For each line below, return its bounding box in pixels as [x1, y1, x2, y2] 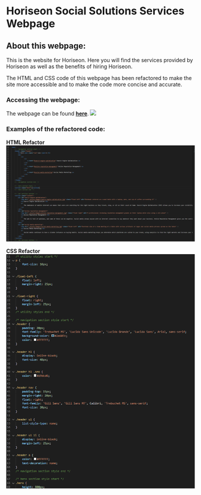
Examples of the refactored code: [6, 125, 106, 133]
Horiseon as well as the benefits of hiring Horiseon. [6, 63, 133, 70]
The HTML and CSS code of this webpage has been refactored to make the [6, 75, 193, 81]
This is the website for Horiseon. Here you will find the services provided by [6, 57, 193, 63]
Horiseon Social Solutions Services [6, 4, 185, 18]
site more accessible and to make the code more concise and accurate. [6, 81, 182, 88]
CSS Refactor [6, 247, 41, 255]
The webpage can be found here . [6, 110, 89, 117]
